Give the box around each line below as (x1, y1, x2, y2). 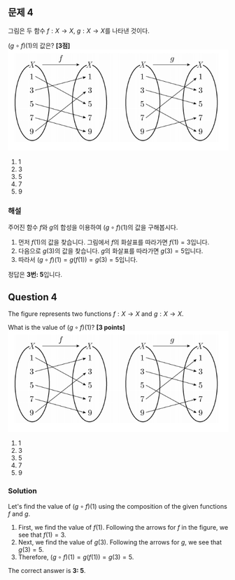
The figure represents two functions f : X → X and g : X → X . (8, 310, 184, 318)
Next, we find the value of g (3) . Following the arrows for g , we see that (17, 537, 222, 546)
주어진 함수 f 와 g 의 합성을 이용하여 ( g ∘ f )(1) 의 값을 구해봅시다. (8, 223, 178, 232)
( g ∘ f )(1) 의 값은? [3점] (8, 41, 71, 50)
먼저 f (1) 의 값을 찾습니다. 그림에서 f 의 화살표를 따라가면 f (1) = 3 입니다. (17, 238, 210, 247)
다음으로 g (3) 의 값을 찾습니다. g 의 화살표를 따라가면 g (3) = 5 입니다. (17, 247, 204, 255)
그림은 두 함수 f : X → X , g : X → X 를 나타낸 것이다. (8, 27, 150, 35)
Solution (8, 486, 38, 496)
